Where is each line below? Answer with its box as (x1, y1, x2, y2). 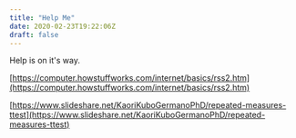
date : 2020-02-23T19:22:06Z (9, 22, 117, 31)
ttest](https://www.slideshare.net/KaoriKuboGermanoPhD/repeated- (9, 110, 266, 121)
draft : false (9, 30, 59, 39)
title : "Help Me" (9, 13, 76, 23)
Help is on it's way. (9, 55, 80, 66)
